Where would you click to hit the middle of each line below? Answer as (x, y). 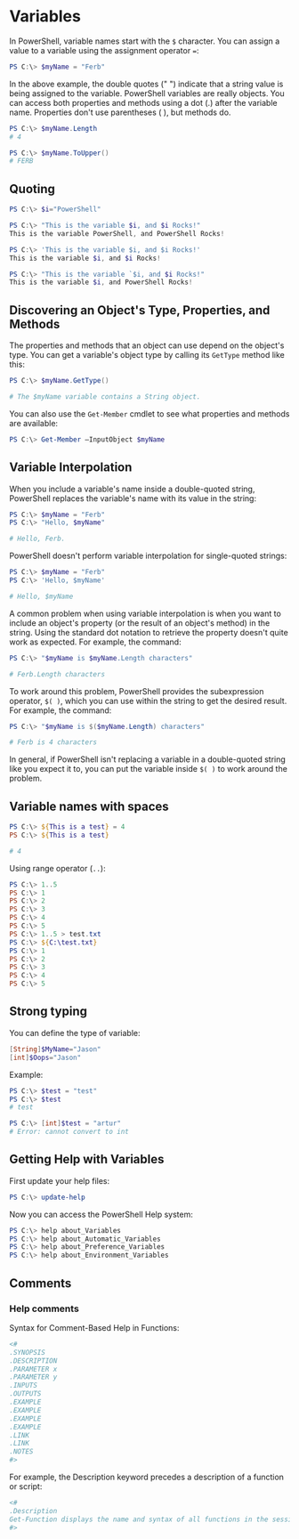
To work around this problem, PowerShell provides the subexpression (137, 691)
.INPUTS (24, 1386)
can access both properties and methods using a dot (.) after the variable (143, 102)
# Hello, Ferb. (37, 539)
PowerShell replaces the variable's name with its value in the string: (133, 498)
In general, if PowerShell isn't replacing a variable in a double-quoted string (148, 759)
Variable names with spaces (89, 806)
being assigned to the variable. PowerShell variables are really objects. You (147, 93)
